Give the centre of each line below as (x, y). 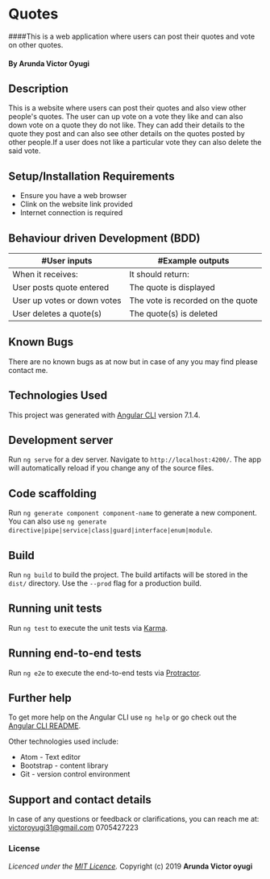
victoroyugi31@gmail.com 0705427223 (73, 827)
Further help (40, 698)
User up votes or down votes (67, 301)
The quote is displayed (172, 287)
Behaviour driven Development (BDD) (104, 238)
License (24, 848)
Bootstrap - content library (64, 765)
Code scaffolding (52, 493)
